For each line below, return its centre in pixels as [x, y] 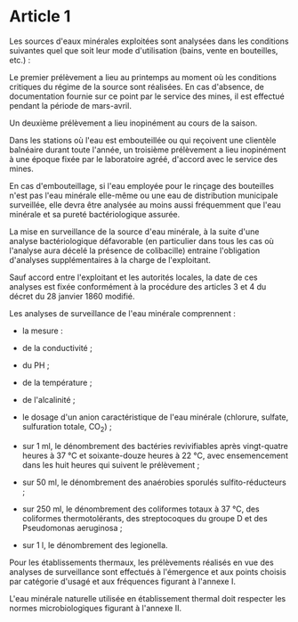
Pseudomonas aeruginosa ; [72, 528]
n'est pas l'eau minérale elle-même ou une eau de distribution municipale [144, 195]
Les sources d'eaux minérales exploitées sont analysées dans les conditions [149, 41]
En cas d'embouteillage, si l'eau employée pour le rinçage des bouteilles [141, 185]
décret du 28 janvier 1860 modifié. [72, 296]
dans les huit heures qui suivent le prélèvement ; [111, 464]
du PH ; [36, 365]
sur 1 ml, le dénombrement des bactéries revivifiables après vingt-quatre [155, 446]
